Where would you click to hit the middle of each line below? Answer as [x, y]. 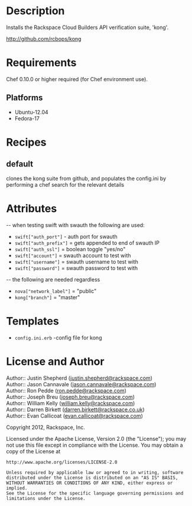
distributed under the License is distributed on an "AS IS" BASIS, [92, 478]
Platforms [25, 98]
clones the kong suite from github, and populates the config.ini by [86, 178]
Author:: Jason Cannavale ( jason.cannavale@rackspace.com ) [81, 384]
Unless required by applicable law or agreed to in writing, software [95, 472]
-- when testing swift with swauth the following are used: [75, 225]
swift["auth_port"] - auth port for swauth [66, 236]
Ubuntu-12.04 [31, 112]
